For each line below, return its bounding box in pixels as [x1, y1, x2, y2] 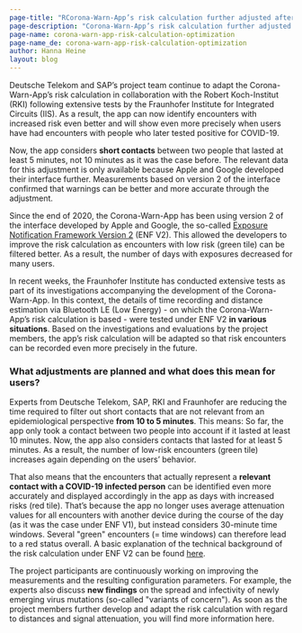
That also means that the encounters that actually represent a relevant [9, 472, 271, 483]
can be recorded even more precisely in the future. [9, 343, 198, 353]
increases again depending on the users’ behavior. [9, 454, 197, 465]
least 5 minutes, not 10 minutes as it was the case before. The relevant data [9, 155, 289, 165]
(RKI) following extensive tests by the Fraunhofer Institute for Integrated [9, 99, 275, 109]
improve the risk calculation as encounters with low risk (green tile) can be [9, 240, 285, 249]
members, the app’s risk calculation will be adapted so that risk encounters [9, 333, 287, 343]
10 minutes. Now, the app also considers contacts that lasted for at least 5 [9, 435, 283, 446]
